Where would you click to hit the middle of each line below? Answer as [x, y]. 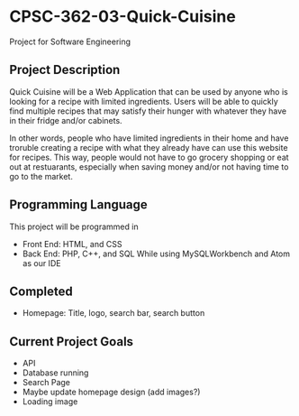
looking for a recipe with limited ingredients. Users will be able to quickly [144, 101]
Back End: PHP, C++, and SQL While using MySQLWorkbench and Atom [156, 254]
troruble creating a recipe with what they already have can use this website [149, 147]
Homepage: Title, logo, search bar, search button [113, 313]
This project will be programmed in [74, 226]
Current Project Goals [71, 342]
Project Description [65, 70]
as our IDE [41, 263]
